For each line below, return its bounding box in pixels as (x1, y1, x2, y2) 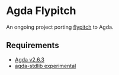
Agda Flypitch (6, 4, 76, 18)
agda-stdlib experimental (14, 62, 76, 69)
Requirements (6, 40, 59, 50)
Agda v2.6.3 (14, 56, 45, 63)
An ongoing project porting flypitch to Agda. (6, 23, 114, 30)
